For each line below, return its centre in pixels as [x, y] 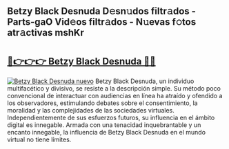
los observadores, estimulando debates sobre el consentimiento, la [102, 103]
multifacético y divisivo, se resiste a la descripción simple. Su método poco [114, 88]
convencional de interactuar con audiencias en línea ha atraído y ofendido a [115, 96]
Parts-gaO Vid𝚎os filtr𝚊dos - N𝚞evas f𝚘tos [102, 22]
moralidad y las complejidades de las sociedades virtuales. [91, 110]
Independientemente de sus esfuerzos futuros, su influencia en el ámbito [111, 117]
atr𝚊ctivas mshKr [46, 33]
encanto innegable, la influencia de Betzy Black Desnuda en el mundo [106, 132]
